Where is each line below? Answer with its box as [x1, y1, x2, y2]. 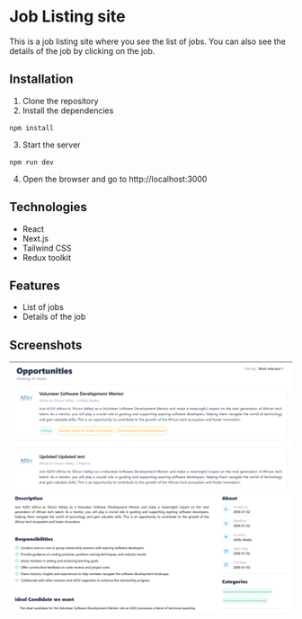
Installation [9, 72, 74, 87]
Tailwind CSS [22, 243, 72, 253]
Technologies [9, 199, 88, 215]
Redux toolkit [22, 252, 72, 262]
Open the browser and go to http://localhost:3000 [22, 173, 208, 184]
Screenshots [9, 337, 83, 352]
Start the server [22, 139, 81, 150]
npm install [9, 123, 54, 132]
